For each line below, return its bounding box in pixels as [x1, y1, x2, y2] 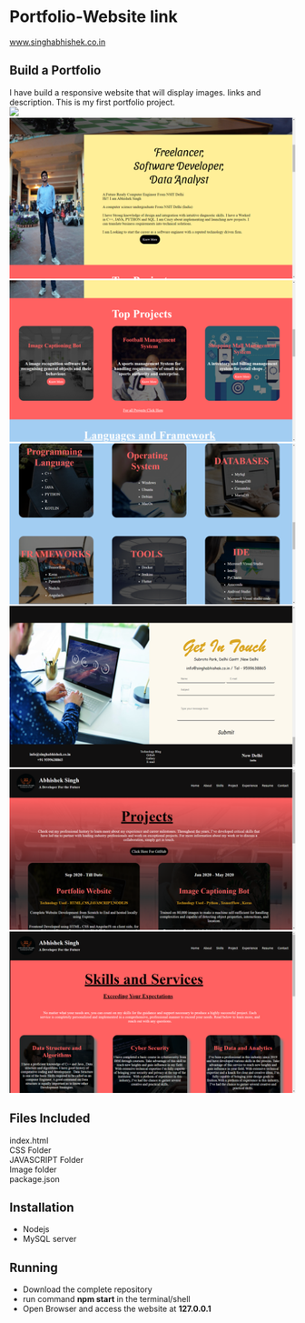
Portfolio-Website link [9, 6, 179, 27]
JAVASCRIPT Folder [9, 1154, 84, 1165]
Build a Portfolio [9, 63, 102, 78]
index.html [9, 1135, 49, 1146]
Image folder [9, 1164, 57, 1175]
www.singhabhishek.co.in [9, 36, 106, 47]
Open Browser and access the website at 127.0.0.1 [22, 1303, 212, 1315]
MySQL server [22, 1234, 77, 1245]
